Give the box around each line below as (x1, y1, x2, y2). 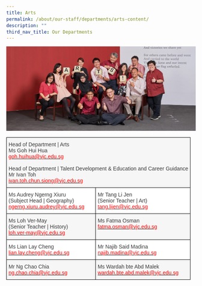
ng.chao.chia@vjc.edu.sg (8, 269, 68, 276)
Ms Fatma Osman (97, 217, 140, 224)
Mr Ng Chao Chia (8, 263, 50, 270)
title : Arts (6, 10, 36, 16)
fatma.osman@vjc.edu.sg (97, 223, 158, 230)
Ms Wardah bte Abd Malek (97, 263, 159, 270)
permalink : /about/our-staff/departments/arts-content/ (6, 16, 149, 22)
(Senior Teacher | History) (8, 223, 69, 230)
